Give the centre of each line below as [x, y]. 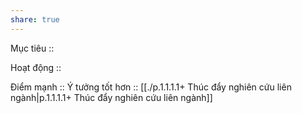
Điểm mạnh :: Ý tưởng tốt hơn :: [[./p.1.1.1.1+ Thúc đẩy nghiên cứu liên [151, 87]
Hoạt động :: [36, 67]
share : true [35, 19]
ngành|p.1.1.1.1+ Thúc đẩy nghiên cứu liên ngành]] [111, 97]
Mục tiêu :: [32, 48]
